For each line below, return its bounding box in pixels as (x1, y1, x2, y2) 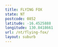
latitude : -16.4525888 (5, 21, 51, 26)
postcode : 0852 (5, 16, 36, 21)
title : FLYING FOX (5, 7, 42, 12)
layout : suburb (5, 35, 36, 40)
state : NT (5, 12, 25, 17)
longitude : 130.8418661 (5, 25, 54, 30)
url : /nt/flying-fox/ (5, 30, 49, 35)
